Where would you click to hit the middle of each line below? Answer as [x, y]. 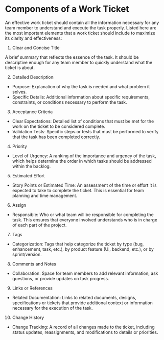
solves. [19, 92]
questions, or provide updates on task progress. [60, 278]
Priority [20, 146]
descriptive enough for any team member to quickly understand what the [79, 62]
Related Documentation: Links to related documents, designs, [74, 297]
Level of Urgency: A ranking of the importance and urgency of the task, [84, 156]
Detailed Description [33, 77]
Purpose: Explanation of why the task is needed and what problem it [81, 86]
